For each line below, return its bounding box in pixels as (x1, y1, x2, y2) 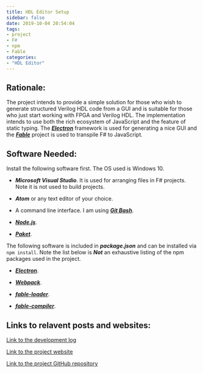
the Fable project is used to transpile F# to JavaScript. (6, 131, 143, 138)
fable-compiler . (15, 302, 56, 310)
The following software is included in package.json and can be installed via (6, 242, 197, 250)
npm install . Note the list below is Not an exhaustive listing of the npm (6, 249, 185, 256)
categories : (6, 54, 37, 60)
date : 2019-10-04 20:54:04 (6, 20, 75, 26)
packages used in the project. (6, 255, 81, 263)
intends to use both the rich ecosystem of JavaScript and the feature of (6, 118, 186, 126)
